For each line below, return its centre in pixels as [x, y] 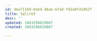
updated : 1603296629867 [29, 23]
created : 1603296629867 [29, 27]
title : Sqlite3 [20, 14]
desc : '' [14, 18]
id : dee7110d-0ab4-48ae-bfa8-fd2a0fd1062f [48, 9]
